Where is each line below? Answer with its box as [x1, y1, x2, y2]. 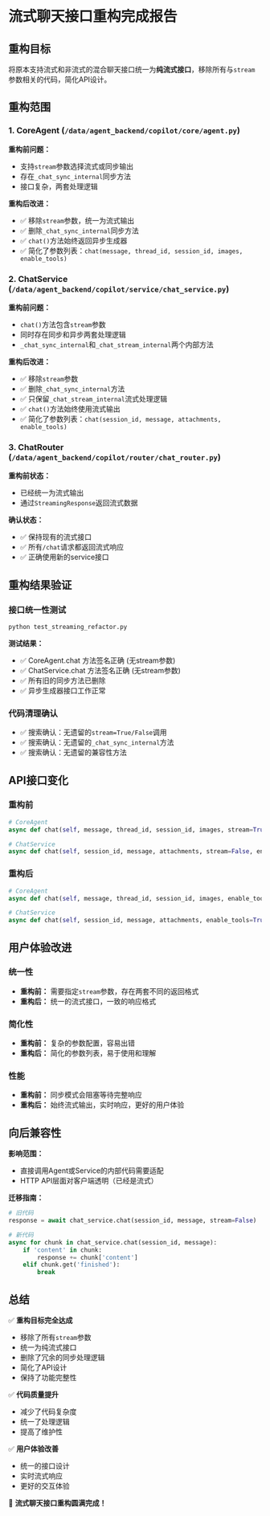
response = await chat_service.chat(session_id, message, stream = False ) [8, 1216, 257, 1225]
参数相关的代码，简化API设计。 [8, 75, 112, 84]
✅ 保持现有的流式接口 [19, 532, 92, 542]
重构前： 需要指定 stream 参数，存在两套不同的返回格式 [19, 986, 199, 996]
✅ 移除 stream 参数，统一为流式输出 [19, 215, 135, 225]
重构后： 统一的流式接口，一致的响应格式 [19, 996, 157, 1006]
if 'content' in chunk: [22, 1246, 103, 1254]
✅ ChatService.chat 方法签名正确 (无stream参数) [19, 665, 181, 675]
